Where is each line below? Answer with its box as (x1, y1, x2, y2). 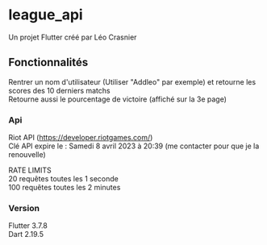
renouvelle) (8, 150, 46, 160)
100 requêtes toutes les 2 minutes (8, 183, 121, 193)
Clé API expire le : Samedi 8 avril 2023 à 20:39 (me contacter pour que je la (8, 141, 260, 151)
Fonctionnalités (8, 56, 89, 69)
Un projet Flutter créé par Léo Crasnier (8, 32, 137, 42)
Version (8, 202, 40, 214)
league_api (8, 6, 83, 24)
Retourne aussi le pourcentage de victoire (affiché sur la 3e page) (8, 94, 227, 104)
